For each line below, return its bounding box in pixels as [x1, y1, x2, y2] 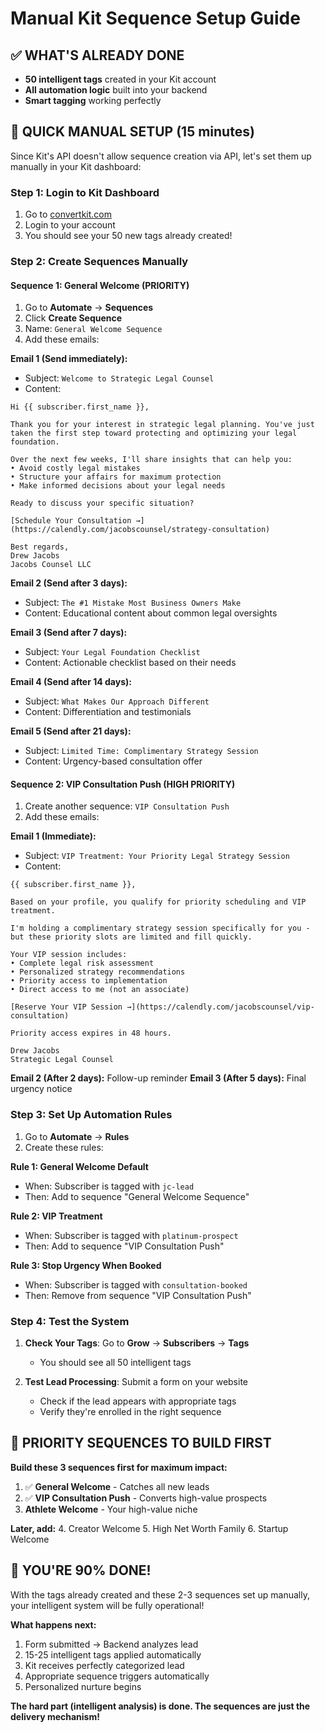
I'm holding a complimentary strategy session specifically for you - [10, 923, 311, 934]
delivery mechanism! [10, 1710, 100, 1722]
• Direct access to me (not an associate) [10, 985, 190, 995]
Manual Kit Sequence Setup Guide [10, 7, 301, 30]
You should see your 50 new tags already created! [24, 230, 233, 242]
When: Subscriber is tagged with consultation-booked [24, 1278, 248, 1291]
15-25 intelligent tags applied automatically [24, 1648, 202, 1661]
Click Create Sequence [24, 312, 123, 324]
